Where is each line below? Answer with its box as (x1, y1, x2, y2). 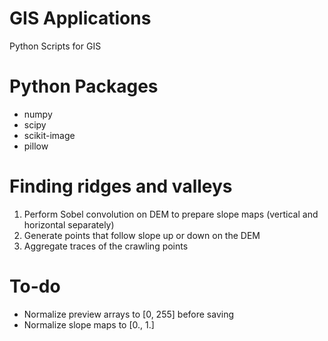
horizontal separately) (23, 218, 115, 231)
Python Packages (9, 75, 159, 98)
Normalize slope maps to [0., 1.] (23, 318, 155, 331)
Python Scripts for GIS (9, 40, 102, 52)
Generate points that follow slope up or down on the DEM (23, 229, 261, 241)
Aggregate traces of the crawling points (23, 240, 189, 252)
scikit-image (23, 129, 76, 141)
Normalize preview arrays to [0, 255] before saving (23, 308, 235, 320)
